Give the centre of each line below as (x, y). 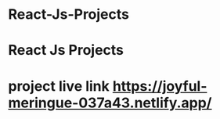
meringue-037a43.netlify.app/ (110, 103)
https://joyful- (160, 86)
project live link (59, 86)
